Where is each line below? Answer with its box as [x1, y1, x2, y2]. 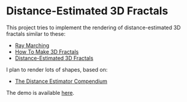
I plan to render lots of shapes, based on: [6, 66, 108, 73]
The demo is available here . [6, 89, 75, 96]
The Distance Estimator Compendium [14, 78, 108, 85]
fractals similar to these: [6, 30, 66, 37]
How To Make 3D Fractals [14, 48, 79, 55]
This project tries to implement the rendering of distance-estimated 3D [6, 24, 181, 31]
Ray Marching [14, 42, 50, 49]
